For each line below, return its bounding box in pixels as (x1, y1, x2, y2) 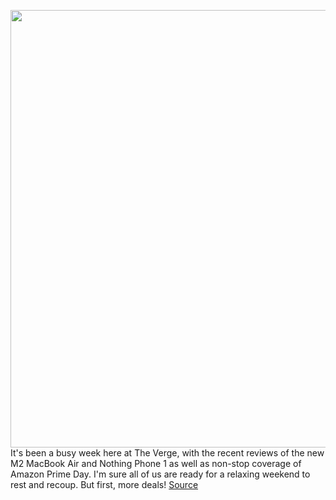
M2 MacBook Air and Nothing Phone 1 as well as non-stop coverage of (10, 458, 302, 469)
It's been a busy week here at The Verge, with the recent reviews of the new (10, 447, 325, 459)
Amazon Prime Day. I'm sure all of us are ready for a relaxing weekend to (10, 468, 311, 480)
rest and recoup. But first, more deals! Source (10, 479, 199, 490)
